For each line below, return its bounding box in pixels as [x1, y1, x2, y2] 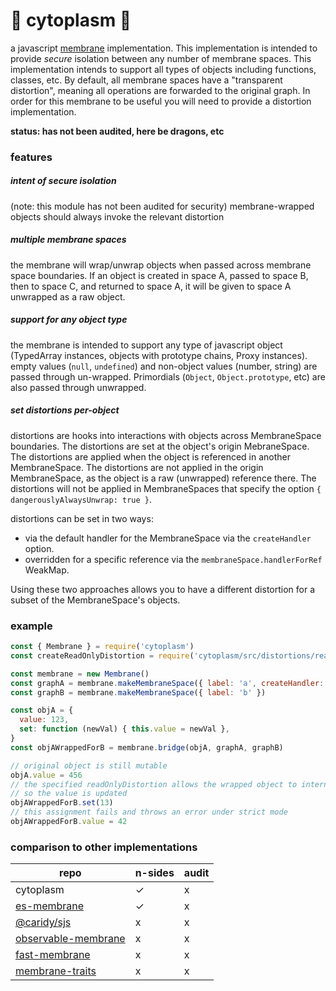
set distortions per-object [10, 404, 120, 416]
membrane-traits [15, 964, 97, 978]
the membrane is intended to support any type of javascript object [10, 339, 283, 351]
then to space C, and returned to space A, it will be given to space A [10, 280, 292, 292]
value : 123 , [19, 715, 70, 725]
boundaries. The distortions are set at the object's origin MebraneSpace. [10, 440, 310, 452]
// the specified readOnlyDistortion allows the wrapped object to [10, 779, 298, 789]
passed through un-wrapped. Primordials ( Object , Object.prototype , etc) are [10, 370, 326, 383]
